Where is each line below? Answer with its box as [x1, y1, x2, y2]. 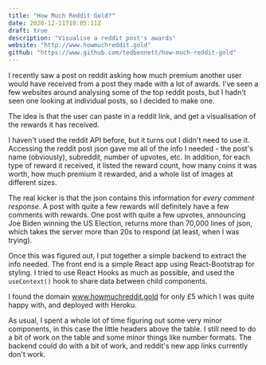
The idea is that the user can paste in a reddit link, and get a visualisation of [8, 112, 256, 120]
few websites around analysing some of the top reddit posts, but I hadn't [8, 88, 247, 96]
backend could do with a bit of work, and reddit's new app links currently [8, 341, 248, 351]
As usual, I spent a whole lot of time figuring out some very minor [8, 316, 223, 325]
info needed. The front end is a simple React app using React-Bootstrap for [8, 260, 255, 269]
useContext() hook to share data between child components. [8, 277, 208, 285]
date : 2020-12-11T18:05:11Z [8, 19, 102, 27]
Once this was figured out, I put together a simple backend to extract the [8, 251, 247, 260]
